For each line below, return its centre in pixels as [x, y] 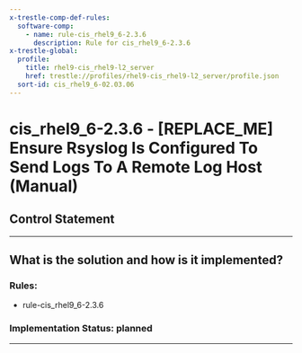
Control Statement [62, 220]
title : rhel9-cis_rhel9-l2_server [90, 68]
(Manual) [44, 186]
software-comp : [46, 26]
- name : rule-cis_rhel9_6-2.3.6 [86, 34]
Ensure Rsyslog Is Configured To [134, 148]
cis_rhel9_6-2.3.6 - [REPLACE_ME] [142, 129]
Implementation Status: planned [81, 329]
